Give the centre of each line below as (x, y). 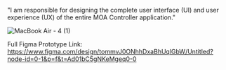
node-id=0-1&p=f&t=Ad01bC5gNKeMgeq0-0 (72, 59)
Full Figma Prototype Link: (45, 44)
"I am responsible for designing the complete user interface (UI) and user (113, 10)
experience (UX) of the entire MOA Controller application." (92, 17)
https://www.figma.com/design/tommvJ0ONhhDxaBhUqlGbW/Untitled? (111, 52)
